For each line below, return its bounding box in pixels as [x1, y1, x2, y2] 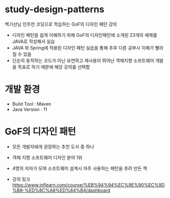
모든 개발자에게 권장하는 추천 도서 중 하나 [12, 143, 94, 150]
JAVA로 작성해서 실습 [12, 38, 55, 44]
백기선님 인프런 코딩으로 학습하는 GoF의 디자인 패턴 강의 [5, 21, 117, 27]
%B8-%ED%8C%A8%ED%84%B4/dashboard [12, 187, 111, 193]
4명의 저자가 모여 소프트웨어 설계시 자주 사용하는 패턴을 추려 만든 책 [12, 165, 148, 171]
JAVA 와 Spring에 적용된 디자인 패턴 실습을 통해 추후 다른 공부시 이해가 [12, 44, 154, 51]
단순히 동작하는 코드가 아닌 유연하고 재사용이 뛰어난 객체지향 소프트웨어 [12, 57, 154, 63]
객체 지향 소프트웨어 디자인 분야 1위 [12, 154, 83, 160]
